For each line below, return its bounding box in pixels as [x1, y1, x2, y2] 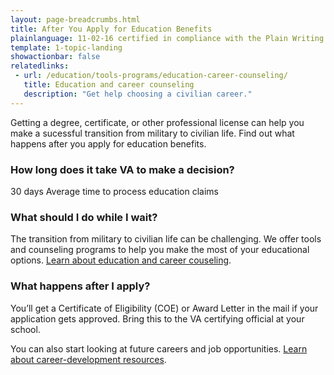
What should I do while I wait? [10, 210, 158, 224]
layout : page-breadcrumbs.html [10, 14, 141, 25]
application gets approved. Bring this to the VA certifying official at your [10, 312, 305, 325]
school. [10, 323, 41, 335]
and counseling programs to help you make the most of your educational [10, 244, 310, 256]
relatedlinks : [10, 61, 70, 71]
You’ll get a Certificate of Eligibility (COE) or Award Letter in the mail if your [10, 302, 319, 314]
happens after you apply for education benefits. [10, 137, 207, 150]
